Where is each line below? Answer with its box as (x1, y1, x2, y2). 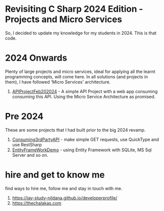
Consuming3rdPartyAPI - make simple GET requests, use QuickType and (12, 136, 159, 142)
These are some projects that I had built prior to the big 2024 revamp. (5, 127, 146, 133)
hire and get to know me (5, 169, 105, 180)
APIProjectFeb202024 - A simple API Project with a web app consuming (12, 88, 158, 94)
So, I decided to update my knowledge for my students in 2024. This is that (5, 30, 157, 36)
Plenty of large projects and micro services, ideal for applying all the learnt (5, 69, 156, 74)
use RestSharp (12, 141, 42, 147)
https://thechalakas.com (12, 200, 62, 206)
